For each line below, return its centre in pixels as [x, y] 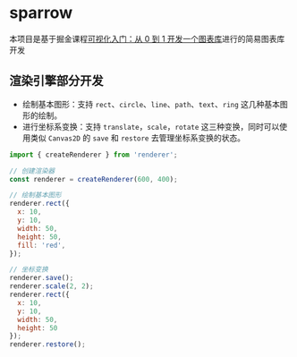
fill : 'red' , [42, 245]
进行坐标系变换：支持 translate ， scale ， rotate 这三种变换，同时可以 [151, 126]
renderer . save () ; [42, 278]
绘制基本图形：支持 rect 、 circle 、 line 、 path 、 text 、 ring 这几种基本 [151, 104]
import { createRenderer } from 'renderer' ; [93, 155]
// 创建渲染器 [32, 171]
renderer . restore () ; [48, 344]
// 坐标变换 [29, 270]
